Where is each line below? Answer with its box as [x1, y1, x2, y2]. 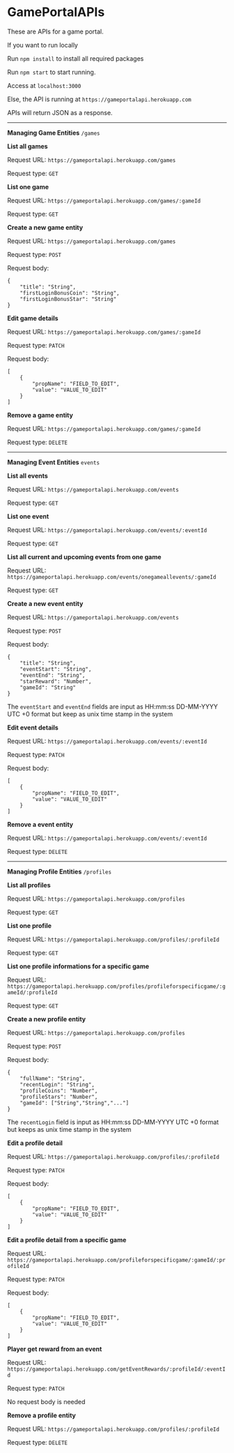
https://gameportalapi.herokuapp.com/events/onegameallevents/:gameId [7, 573, 217, 580]
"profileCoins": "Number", [19, 1087, 98, 1094]
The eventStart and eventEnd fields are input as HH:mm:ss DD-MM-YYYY [7, 702, 218, 711]
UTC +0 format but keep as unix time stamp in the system [7, 709, 173, 718]
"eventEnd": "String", [19, 672, 86, 679]
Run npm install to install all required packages [7, 54, 144, 63]
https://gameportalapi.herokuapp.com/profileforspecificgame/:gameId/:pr [7, 1256, 226, 1264]
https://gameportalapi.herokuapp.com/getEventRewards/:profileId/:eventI [7, 1366, 226, 1373]
